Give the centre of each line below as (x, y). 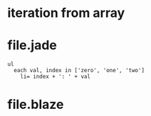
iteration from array (66, 13)
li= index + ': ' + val (56, 77)
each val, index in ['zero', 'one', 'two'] (79, 71)
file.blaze (36, 105)
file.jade (32, 46)
